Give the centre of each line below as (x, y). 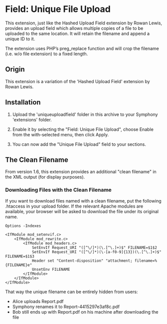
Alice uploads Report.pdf (38, 301)
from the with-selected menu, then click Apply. (61, 134)
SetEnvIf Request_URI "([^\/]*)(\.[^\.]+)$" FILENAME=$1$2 (94, 247)
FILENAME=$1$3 (20, 256)
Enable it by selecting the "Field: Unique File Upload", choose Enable (83, 129)
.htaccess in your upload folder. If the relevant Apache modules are (74, 206)
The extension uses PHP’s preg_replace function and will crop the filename (82, 48)
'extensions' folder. (32, 119)
